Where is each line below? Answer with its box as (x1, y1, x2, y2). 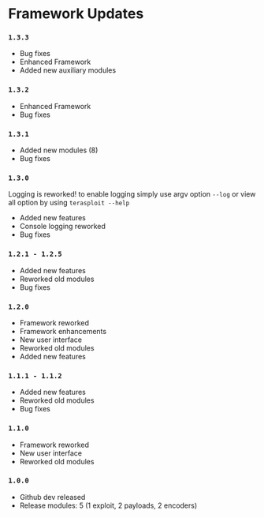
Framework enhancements (19, 326, 107, 336)
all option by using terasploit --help (8, 198, 130, 208)
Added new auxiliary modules (19, 66, 117, 75)
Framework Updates (8, 5, 144, 23)
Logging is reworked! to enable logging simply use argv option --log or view (8, 190, 256, 199)
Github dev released (19, 492, 86, 501)
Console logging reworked (19, 222, 106, 231)
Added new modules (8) (19, 145, 99, 155)
